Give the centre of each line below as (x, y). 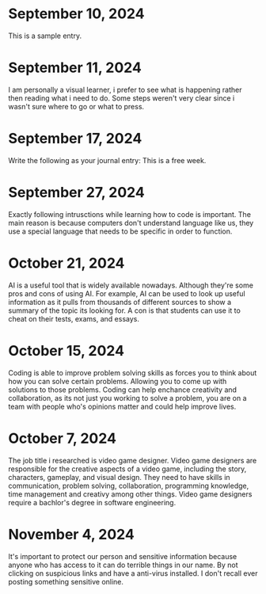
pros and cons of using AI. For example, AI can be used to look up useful (127, 293)
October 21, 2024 (66, 263)
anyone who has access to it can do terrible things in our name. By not (123, 565)
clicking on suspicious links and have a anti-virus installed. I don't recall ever (133, 573)
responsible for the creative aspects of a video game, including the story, (127, 469)
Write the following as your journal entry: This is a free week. (107, 160)
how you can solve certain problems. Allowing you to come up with (118, 381)
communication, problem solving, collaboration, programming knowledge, (129, 485)
